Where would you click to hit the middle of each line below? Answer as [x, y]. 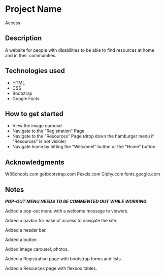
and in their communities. [31, 55]
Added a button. [21, 240]
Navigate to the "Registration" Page [48, 131]
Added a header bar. [26, 230]
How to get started [34, 114]
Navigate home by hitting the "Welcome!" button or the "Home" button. [84, 147]
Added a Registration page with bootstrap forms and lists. [64, 259]
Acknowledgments [35, 162]
